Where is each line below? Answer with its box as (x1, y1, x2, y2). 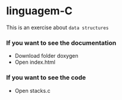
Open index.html (14, 58, 55, 66)
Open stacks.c (14, 87, 51, 94)
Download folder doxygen (14, 52, 79, 60)
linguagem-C (6, 4, 73, 18)
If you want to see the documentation (6, 39, 117, 47)
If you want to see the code (6, 73, 86, 82)
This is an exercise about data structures (6, 24, 109, 31)
